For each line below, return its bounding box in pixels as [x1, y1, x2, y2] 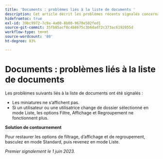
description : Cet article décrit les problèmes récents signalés [5, 12, 140, 16]
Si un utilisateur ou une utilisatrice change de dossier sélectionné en [12, 105, 149, 111]
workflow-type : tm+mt [5, 30, 49, 34]
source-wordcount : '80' [5, 34, 53, 39]
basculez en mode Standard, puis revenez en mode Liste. [5, 139, 120, 144]
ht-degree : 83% [5, 39, 36, 44]
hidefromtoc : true [5, 16, 42, 21]
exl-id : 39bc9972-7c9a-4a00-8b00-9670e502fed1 [5, 20, 101, 26]
